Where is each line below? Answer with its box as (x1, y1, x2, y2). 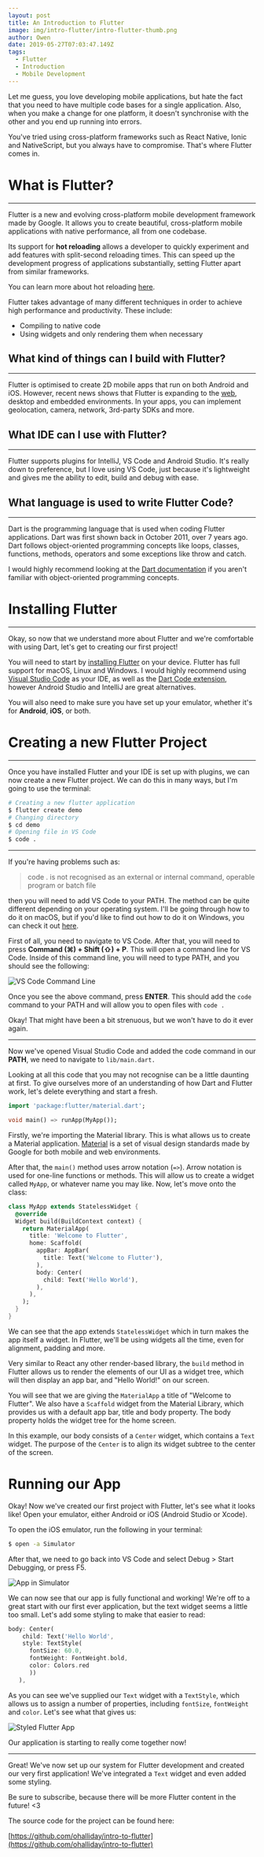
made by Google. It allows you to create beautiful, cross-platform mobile (8, 218, 243, 227)
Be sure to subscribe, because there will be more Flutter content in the (8, 1792, 236, 1802)
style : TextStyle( (22, 1640, 82, 1648)
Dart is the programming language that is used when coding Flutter (8, 524, 225, 533)
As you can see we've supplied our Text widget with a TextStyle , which (8, 1690, 240, 1700)
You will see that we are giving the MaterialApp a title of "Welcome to (8, 1390, 232, 1400)
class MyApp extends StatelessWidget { (8, 1202, 139, 1210)
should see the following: (8, 962, 90, 971)
